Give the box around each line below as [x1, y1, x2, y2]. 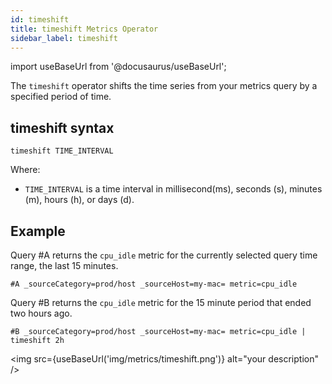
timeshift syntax [10, 119, 115, 136]
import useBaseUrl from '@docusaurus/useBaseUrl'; [10, 61, 227, 73]
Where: [10, 164, 41, 176]
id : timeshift [10, 14, 70, 25]
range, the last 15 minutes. [10, 260, 119, 271]
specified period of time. [10, 91, 112, 103]
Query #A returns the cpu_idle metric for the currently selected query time [10, 249, 318, 261]
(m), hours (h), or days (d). [24, 194, 135, 206]
